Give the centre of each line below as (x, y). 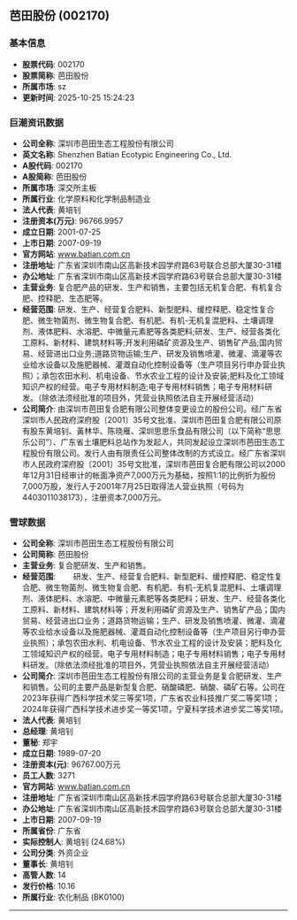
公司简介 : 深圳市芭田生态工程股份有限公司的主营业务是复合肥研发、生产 (152, 676)
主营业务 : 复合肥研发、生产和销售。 (86, 565)
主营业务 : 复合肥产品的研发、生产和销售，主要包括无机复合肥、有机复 (148, 287)
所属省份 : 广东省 (51, 831)
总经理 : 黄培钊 (47, 732)
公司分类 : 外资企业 (55, 853)
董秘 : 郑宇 (40, 742)
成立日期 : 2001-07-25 (61, 232)
